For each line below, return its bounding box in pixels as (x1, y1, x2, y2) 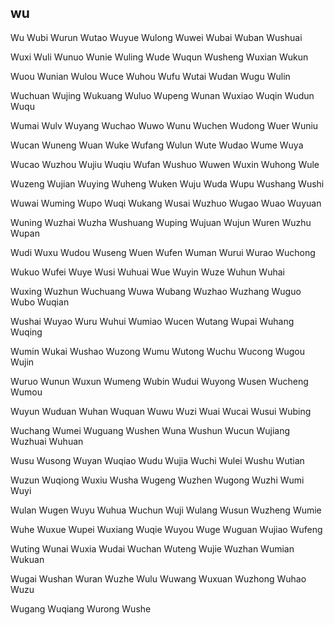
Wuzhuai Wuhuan (10, 435, 84, 447)
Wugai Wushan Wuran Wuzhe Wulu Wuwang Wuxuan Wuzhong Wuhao (10, 572, 307, 585)
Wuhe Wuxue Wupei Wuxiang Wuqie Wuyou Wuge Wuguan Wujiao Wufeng (10, 523, 323, 535)
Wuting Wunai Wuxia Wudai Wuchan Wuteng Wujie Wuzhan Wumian (10, 542, 295, 555)
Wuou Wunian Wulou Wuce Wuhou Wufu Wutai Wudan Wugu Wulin (10, 70, 291, 82)
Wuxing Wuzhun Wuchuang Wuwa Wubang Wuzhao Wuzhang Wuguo (10, 285, 302, 297)
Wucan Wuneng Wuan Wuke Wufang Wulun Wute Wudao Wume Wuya (10, 139, 304, 151)
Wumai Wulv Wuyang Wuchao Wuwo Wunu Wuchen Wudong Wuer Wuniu (10, 119, 319, 131)
